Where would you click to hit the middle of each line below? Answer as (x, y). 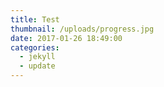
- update (37, 66)
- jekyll (37, 57)
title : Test (35, 19)
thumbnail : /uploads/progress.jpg (82, 29)
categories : (35, 47)
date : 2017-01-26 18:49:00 (66, 38)
